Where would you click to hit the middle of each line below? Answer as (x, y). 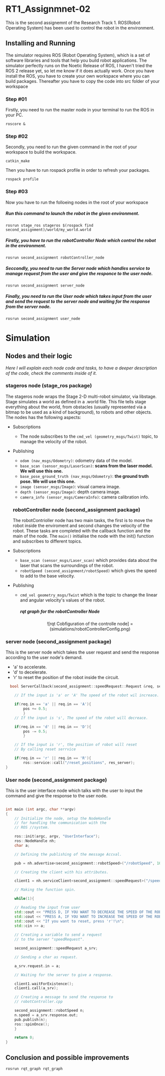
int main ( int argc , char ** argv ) (41, 809)
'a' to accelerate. (30, 667)
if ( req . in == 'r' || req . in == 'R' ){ (53, 758)
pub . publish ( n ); (31, 1020)
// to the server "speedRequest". (49, 940)
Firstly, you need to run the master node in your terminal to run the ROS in (80, 110)
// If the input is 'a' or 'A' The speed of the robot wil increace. (87, 695)
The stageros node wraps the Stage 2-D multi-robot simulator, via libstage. (81, 396)
